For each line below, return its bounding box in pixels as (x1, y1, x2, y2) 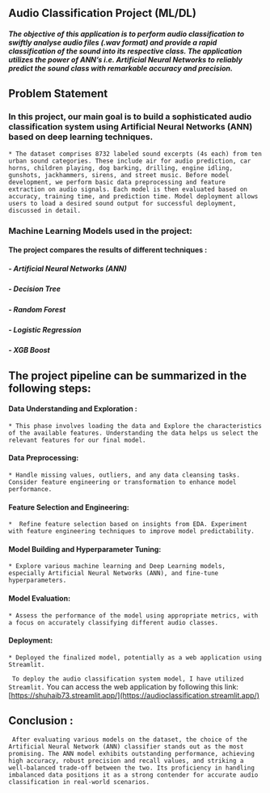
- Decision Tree (8, 284, 61, 294)
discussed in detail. (8, 206, 82, 214)
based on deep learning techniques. (8, 131, 154, 142)
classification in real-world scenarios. (8, 778, 150, 786)
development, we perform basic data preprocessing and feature (8, 178, 226, 186)
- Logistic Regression (8, 324, 82, 334)
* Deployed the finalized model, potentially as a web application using (8, 653, 263, 662)
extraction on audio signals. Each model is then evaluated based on (8, 185, 248, 193)
